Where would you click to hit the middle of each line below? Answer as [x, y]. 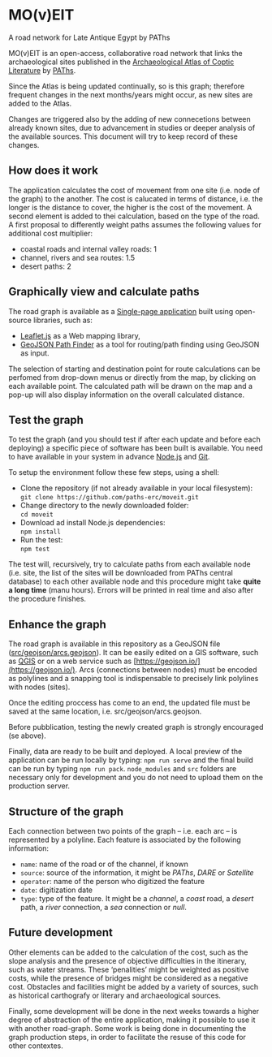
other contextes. [36, 1046]
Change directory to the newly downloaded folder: [104, 506]
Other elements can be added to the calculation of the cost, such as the [128, 952]
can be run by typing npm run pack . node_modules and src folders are [123, 769]
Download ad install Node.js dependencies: [93, 523]
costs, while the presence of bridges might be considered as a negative [128, 978]
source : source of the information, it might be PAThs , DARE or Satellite [137, 873]
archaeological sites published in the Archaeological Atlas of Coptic [121, 62]
